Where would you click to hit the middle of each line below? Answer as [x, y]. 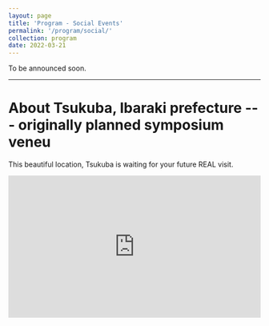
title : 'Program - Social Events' [66, 23]
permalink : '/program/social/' [60, 30]
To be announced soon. [47, 68]
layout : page [30, 16]
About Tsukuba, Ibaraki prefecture [125, 108]
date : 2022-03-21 [37, 46]
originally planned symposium [121, 125]
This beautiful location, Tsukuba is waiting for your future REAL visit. [121, 164]
